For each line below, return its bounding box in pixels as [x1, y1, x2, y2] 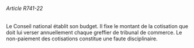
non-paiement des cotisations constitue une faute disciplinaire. [6, 35, 158, 42]
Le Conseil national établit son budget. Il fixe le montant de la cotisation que [6, 23, 189, 30]
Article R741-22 [6, 5, 43, 12]
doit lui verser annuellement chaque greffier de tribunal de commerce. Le [6, 29, 182, 36]
